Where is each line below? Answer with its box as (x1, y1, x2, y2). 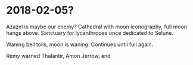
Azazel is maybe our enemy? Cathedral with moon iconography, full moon (6, 23, 188, 30)
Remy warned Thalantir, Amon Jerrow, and (6, 52, 111, 59)
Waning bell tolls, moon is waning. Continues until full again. (6, 41, 154, 48)
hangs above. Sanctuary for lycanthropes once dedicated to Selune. (6, 29, 174, 36)
